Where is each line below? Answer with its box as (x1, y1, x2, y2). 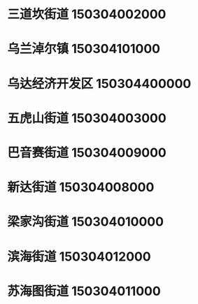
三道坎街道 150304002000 (7, 6, 167, 22)
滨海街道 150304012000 (7, 249, 152, 264)
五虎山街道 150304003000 (7, 110, 167, 126)
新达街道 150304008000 (7, 180, 155, 196)
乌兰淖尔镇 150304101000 (7, 41, 161, 57)
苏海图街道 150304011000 (7, 283, 161, 299)
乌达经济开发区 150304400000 (7, 75, 192, 92)
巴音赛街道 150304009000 (7, 145, 167, 161)
